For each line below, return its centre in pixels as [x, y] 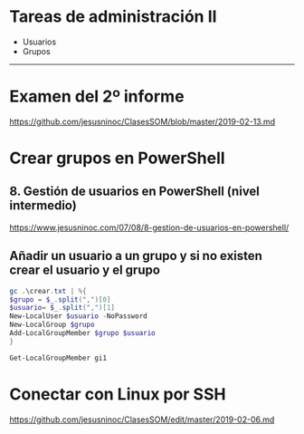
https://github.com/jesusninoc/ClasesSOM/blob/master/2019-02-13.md [142, 121]
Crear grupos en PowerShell [117, 158]
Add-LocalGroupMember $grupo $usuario [82, 333]
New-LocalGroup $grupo [52, 325]
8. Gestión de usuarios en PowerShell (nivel [135, 192]
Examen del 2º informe [97, 96]
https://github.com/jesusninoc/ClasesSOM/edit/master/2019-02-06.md [142, 420]
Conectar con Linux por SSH [118, 394]
